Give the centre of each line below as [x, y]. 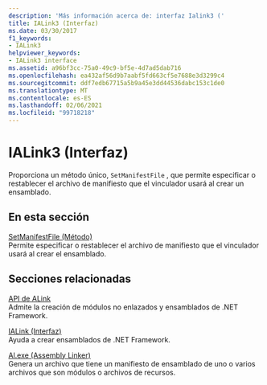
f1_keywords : [30, 38]
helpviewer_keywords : [45, 53]
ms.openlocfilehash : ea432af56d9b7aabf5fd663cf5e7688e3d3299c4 [117, 76]
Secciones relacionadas [70, 279]
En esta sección [49, 217]
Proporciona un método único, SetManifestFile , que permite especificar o [132, 174]
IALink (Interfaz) [35, 331]
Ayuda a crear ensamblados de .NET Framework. [90, 339]
